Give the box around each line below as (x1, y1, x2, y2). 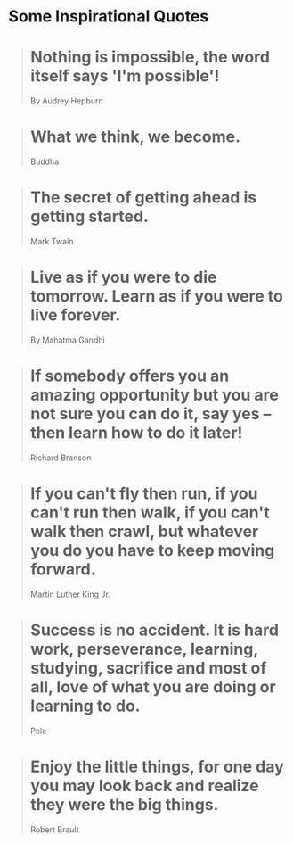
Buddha (29, 156, 60, 167)
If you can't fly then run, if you (29, 483, 258, 504)
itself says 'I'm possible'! (29, 66, 220, 87)
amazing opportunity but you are (29, 385, 280, 405)
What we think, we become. (29, 127, 241, 147)
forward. (29, 559, 96, 580)
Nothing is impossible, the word (29, 47, 271, 68)
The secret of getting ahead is (29, 187, 257, 208)
